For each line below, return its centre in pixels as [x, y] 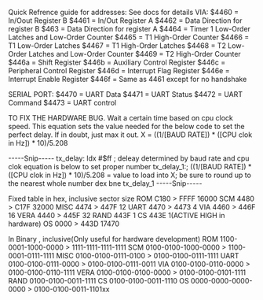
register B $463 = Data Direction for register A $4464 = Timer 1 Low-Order [130, 29]
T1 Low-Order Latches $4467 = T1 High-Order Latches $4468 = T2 [117, 46]
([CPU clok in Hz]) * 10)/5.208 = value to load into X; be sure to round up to [130, 175]
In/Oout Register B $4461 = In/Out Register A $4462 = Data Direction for [125, 20]
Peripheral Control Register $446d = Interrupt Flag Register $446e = [119, 70]
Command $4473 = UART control [62, 103]
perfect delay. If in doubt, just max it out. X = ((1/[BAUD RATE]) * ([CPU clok [130, 135]
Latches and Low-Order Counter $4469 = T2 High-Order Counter [135, 54]
